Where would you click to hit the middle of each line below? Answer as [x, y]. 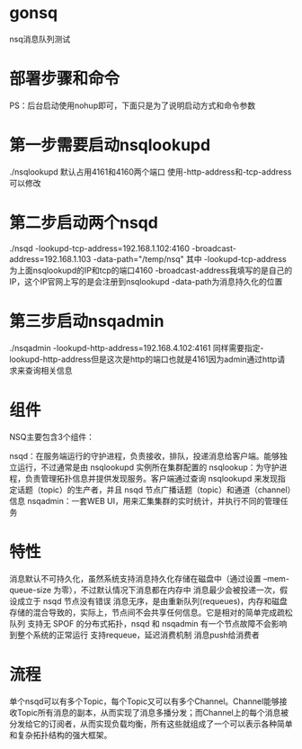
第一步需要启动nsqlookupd [110, 145]
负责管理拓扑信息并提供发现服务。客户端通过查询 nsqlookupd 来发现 [151, 478]
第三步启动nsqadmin [87, 321]
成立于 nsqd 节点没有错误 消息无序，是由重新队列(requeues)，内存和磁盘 [152, 600]
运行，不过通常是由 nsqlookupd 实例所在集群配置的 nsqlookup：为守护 [148, 467]
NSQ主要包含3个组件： [52, 437]
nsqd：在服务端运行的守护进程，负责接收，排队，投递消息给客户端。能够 [145, 456]
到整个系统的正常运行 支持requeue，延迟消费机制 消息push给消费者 [135, 635]
